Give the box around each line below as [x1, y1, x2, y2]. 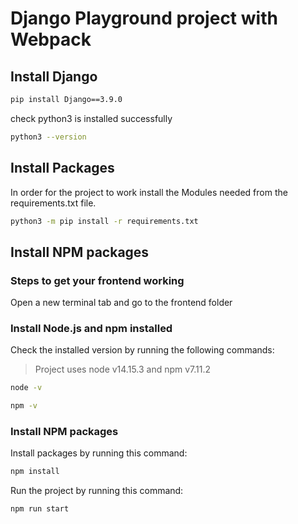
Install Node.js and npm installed [10, 322, 173, 336]
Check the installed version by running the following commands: [10, 344, 275, 356]
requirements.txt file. [10, 197, 97, 209]
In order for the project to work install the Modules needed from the [10, 186, 288, 198]
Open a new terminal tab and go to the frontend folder [10, 297, 233, 309]
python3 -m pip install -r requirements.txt [10, 216, 199, 226]
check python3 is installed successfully [10, 112, 173, 124]
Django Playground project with [10, 7, 278, 30]
